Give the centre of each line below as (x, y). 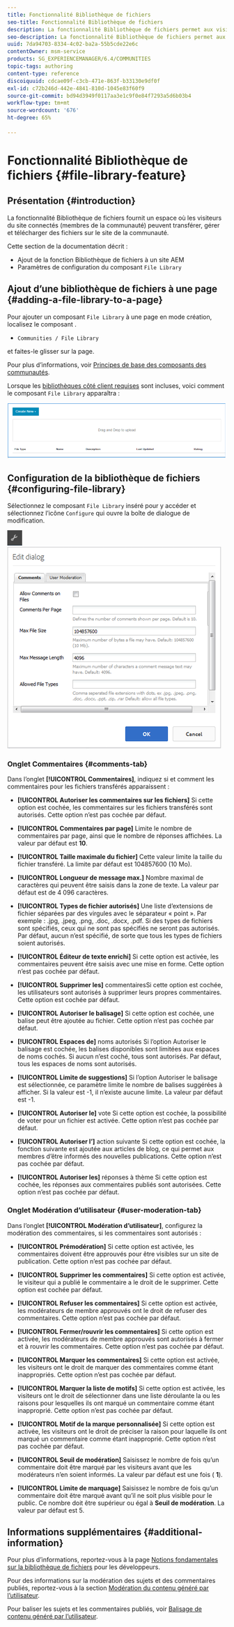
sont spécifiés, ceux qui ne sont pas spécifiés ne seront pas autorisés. (118, 929)
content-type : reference (43, 73)
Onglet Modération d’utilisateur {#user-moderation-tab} (104, 1210)
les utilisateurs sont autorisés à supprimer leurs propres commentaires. (119, 992)
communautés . (29, 372)
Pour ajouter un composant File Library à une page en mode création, (110, 317)
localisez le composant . (42, 324)
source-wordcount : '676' (43, 111)
